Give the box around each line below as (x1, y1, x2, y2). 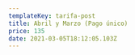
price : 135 (8, 27, 45, 35)
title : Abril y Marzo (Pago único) (8, 19, 129, 27)
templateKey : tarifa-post (8, 11, 95, 20)
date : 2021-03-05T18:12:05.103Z (8, 34, 117, 43)
